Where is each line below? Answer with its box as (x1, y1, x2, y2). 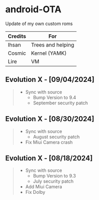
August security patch (33, 134, 80, 140)
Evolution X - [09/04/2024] (5, 75, 94, 84)
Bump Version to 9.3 (33, 173, 76, 179)
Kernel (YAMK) (31, 50, 67, 57)
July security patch (33, 178, 74, 185)
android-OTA (5, 4, 62, 15)
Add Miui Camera (25, 184, 62, 190)
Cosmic (8, 50, 27, 57)
